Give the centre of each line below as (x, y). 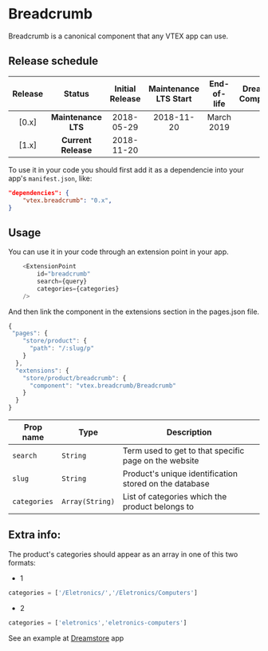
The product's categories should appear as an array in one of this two (123, 554)
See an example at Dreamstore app (66, 638)
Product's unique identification (180, 474)
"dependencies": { (39, 193)
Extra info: (35, 535)
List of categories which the (175, 497)
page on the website (161, 461)
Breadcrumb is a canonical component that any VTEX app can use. (118, 36)
